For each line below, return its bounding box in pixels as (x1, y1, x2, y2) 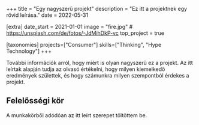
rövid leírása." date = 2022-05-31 (6, 11, 89, 19)
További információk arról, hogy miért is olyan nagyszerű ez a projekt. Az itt (6, 59, 193, 66)
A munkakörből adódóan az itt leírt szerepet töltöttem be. (6, 111, 147, 119)
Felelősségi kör (6, 96, 65, 106)
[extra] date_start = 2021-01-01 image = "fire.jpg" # (6, 23, 133, 30)
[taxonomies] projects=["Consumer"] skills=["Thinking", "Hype (6, 41, 162, 48)
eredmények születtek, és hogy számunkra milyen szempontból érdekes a (6, 72, 189, 79)
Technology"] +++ (6, 47, 52, 55)
